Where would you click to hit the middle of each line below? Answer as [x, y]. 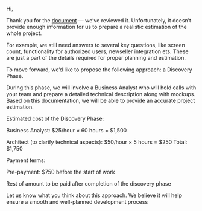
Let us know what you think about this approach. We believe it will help [94, 195]
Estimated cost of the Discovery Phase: [55, 118]
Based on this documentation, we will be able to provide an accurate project [101, 100]
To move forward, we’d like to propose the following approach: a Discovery [99, 70]
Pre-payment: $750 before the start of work [61, 172]
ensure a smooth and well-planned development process [77, 202]
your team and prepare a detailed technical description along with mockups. [101, 94]
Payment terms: [26, 160]
